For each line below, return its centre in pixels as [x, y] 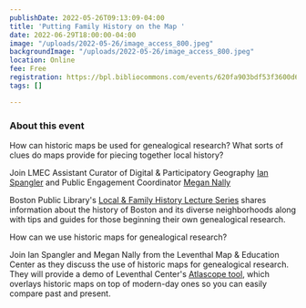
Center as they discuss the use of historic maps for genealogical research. [149, 264]
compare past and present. [60, 293]
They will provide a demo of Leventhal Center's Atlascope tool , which [140, 273]
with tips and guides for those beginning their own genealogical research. [148, 219]
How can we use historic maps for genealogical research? [118, 237]
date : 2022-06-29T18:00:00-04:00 [73, 35]
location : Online [42, 60]
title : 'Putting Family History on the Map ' [97, 26]
